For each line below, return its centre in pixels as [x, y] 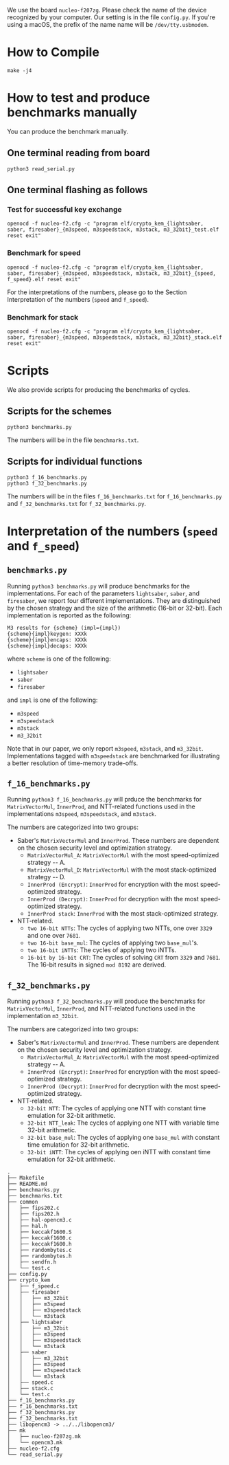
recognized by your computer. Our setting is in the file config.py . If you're [111, 17]
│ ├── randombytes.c [39, 1251]
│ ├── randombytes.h [39, 1256]
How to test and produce [79, 98]
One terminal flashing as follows [77, 190]
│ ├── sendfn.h [32, 1262]
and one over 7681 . [54, 936]
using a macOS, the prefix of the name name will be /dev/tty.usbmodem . [108, 24]
